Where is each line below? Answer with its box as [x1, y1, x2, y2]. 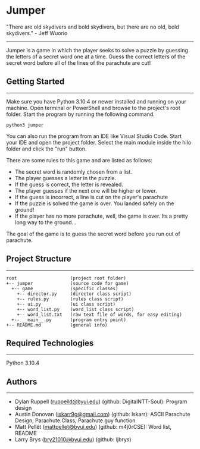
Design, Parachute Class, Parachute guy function [14, 417, 136, 424]
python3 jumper [6, 122, 44, 128]
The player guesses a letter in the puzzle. [14, 174, 117, 181]
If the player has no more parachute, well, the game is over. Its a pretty [14, 212, 189, 219]
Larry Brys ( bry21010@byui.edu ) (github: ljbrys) [14, 436, 132, 443]
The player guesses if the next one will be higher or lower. [14, 187, 157, 194]
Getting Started [6, 77, 65, 87]
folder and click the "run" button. [6, 145, 87, 152]
